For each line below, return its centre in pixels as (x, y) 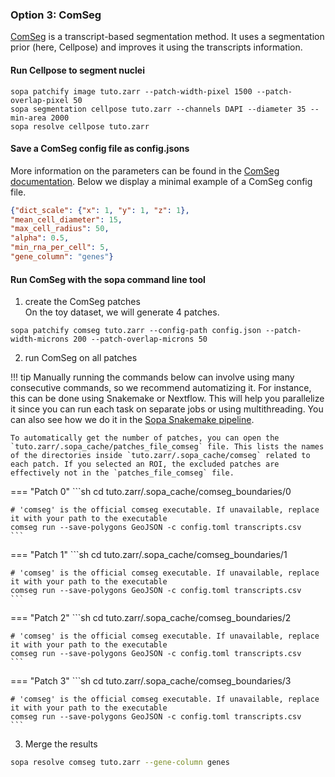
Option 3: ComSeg (56, 15)
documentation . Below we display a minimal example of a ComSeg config (161, 181)
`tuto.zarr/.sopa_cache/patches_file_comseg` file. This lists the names (167, 447)
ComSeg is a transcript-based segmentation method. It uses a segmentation (167, 37)
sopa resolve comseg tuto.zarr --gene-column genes (120, 763)
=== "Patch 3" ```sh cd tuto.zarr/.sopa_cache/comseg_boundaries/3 (151, 681)
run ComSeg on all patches (81, 358)
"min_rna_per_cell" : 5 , (60, 248)
